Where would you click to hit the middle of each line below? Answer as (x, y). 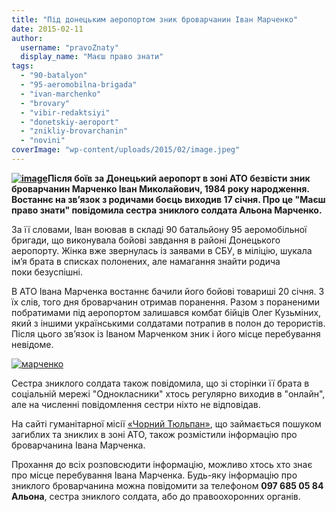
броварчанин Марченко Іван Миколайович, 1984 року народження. (160, 188)
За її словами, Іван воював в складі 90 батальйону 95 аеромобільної (159, 229)
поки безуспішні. (47, 272)
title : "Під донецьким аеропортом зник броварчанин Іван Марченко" (155, 19)
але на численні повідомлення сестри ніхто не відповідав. (136, 404)
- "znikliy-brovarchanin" (74, 131)
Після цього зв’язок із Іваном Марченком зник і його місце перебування (166, 333)
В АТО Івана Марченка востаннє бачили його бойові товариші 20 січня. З (168, 291)
